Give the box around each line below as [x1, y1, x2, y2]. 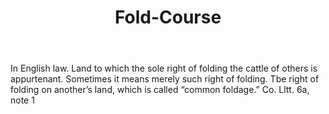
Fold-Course [114, 6, 222, 29]
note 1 [10, 94, 35, 106]
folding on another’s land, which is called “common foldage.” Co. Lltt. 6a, [10, 84, 310, 96]
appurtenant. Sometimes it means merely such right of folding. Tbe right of [10, 73, 320, 85]
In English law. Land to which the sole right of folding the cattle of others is [10, 62, 318, 75]
